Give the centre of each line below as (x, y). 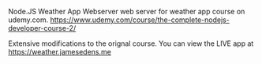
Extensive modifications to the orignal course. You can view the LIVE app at (131, 43)
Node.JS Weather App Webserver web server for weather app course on (127, 11)
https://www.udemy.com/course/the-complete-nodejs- (140, 20)
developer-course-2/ (42, 28)
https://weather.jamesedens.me (60, 52)
